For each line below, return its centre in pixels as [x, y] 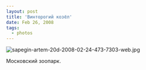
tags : [13, 28]
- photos [22, 33]
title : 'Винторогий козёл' [39, 17]
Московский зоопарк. [34, 61]
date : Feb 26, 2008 [30, 22]
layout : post [22, 11]
